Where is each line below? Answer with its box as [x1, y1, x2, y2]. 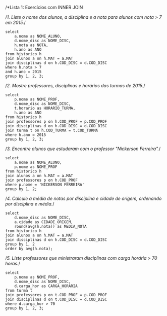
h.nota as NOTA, [14, 43, 49, 48]
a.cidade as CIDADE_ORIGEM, [14, 220, 73, 225]
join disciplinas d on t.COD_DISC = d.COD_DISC [5, 297, 107, 302]
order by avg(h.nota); [5, 246, 53, 251]
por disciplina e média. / [5, 201, 54, 207]
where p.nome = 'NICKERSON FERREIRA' [5, 182, 85, 187]
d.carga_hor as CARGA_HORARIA [14, 284, 78, 289]
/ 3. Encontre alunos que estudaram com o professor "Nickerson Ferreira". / [5, 146, 161, 152]
